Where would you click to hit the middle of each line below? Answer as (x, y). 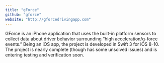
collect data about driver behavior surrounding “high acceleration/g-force (81, 39)
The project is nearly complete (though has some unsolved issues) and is (81, 50)
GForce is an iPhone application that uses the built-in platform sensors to (81, 34)
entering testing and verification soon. (45, 55)
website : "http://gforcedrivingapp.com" (48, 19)
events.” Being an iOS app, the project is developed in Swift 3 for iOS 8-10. (82, 44)
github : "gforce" (23, 15)
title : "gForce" (22, 10)
